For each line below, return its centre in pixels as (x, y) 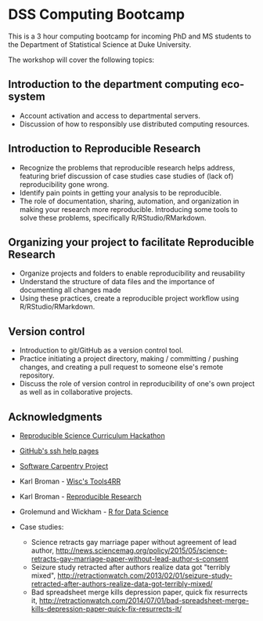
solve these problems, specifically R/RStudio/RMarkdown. (113, 217)
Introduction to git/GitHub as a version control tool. (101, 350)
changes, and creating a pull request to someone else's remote (121, 367)
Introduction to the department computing (113, 84)
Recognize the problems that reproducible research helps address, (127, 167)
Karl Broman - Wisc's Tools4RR (70, 481)
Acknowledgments (56, 416)
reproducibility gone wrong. (64, 184)
